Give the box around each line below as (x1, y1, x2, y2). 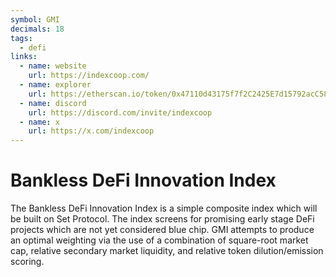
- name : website (19, 61, 87, 71)
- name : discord (19, 98, 87, 108)
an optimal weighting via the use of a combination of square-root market (10, 234, 309, 246)
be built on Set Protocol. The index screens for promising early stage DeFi (10, 213, 315, 225)
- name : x (19, 117, 60, 127)
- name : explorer (19, 80, 92, 90)
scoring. (10, 256, 45, 268)
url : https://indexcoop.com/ (28, 71, 150, 81)
